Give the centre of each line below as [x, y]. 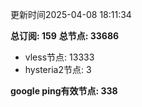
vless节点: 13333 [59, 57]
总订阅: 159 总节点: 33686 [65, 36]
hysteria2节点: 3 [58, 69]
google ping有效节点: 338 [64, 91]
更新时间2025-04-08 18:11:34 [71, 14]
